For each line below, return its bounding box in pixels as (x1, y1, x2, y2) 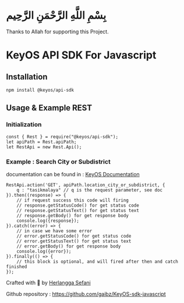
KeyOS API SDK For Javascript (6, 48, 157, 62)
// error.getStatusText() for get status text (16, 238, 132, 244)
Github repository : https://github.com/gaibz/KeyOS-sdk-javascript (6, 290, 166, 297)
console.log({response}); (16, 218, 80, 224)
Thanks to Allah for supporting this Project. (6, 28, 109, 35)
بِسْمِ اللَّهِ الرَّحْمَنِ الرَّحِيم (6, 9, 107, 22)
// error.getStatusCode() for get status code (16, 233, 132, 239)
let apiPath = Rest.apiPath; (6, 139, 77, 145)
